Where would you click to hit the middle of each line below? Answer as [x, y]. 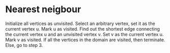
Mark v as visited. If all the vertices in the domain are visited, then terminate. [85, 40]
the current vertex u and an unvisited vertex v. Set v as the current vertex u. [84, 34]
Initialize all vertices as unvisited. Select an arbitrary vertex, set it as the [80, 23]
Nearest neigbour [43, 9]
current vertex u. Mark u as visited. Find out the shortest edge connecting [83, 29]
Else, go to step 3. [24, 45]
